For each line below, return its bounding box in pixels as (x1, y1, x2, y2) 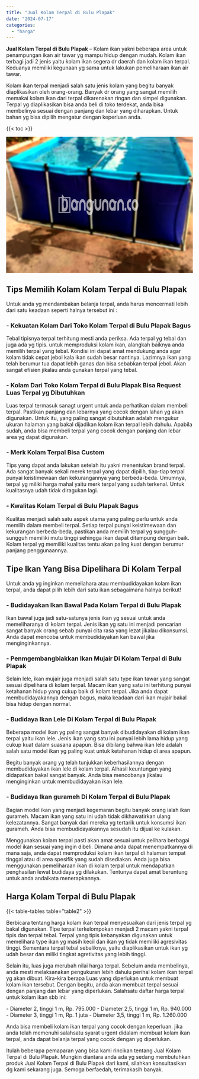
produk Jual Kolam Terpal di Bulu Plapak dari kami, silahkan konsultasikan (6, 1059, 187, 1067)
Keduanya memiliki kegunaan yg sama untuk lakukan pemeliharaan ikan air (6, 64, 189, 71)
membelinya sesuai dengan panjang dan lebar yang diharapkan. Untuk (6, 107, 179, 114)
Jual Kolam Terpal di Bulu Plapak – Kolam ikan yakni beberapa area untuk (6, 45, 187, 53)
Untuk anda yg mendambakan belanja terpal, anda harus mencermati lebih (6, 300, 188, 307)
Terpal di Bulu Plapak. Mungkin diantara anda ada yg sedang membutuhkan (6, 1053, 191, 1060)
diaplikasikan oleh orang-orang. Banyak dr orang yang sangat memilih (6, 88, 178, 96)
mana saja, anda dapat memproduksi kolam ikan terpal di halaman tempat (6, 849, 186, 857)
